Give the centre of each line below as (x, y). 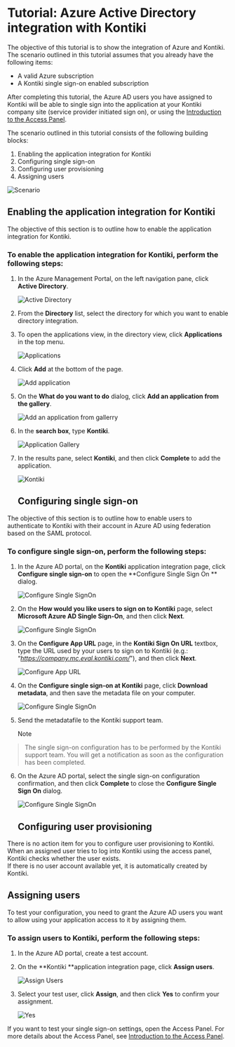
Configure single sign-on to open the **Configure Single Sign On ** (117, 574)
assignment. (35, 1001)
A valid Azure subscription (55, 76)
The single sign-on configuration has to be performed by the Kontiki (123, 748)
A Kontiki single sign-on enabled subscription (83, 83)
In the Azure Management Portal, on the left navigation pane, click (113, 279)
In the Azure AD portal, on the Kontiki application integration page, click (121, 567)
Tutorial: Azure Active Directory (102, 13)
